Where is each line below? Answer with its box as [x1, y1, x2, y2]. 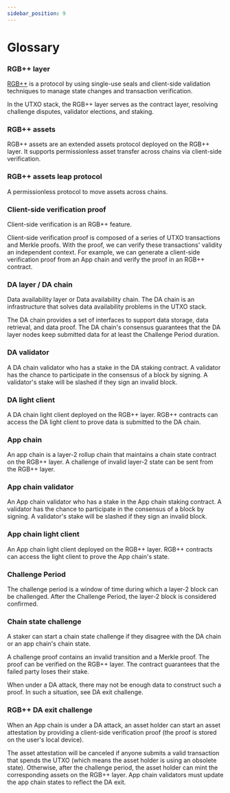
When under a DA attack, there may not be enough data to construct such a [7, 680, 222, 689]
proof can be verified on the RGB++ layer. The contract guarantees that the [7, 660, 220, 669]
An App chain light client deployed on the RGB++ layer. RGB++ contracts [7, 545, 213, 553]
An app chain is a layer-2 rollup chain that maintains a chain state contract [7, 451, 217, 459]
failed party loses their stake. [7, 667, 89, 676]
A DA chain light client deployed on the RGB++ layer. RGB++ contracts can [7, 410, 218, 418]
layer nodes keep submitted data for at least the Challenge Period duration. [7, 331, 220, 339]
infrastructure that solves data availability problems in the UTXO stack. [7, 303, 207, 311]
